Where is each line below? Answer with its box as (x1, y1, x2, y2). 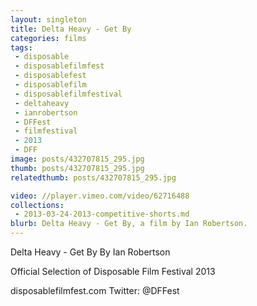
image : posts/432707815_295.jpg (10, 154, 145, 164)
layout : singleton (10, 14, 87, 25)
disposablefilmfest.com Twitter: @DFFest (10, 285, 180, 296)
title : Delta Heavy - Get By (10, 24, 132, 34)
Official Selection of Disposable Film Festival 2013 (10, 266, 216, 277)
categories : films (10, 33, 87, 43)
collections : (10, 200, 65, 210)
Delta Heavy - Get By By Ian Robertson (10, 246, 171, 258)
